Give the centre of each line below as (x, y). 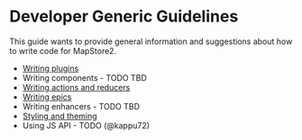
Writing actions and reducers (76, 87)
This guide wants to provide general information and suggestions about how (151, 41)
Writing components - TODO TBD (84, 77)
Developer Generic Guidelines (124, 17)
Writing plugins (50, 68)
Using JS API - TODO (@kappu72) (86, 125)
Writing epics (47, 97)
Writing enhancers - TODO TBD (81, 106)
